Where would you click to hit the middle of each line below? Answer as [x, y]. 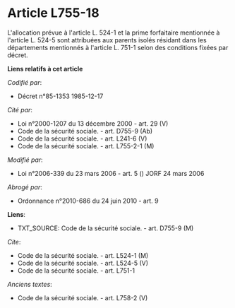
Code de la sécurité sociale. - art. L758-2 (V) [83, 297]
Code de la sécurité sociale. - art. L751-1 [76, 271]
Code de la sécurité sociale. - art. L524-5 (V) [83, 263]
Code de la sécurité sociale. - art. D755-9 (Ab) [85, 131]
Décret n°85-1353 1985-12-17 [60, 96]
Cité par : [20, 109]
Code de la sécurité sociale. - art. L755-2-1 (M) [86, 146]
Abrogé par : [25, 187]
